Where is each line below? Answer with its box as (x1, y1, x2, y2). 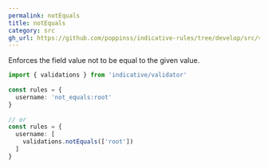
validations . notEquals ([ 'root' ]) (22, 138, 134, 146)
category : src (8, 26, 56, 34)
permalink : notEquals (8, 11, 81, 20)
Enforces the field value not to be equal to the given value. (8, 56, 200, 65)
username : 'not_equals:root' (15, 93, 112, 101)
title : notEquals (8, 19, 66, 27)
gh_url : (8, 33, 34, 42)
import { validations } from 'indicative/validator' (8, 71, 187, 80)
